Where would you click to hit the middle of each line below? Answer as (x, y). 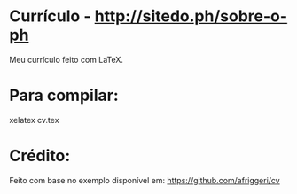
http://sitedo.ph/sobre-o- (191, 16)
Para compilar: (64, 96)
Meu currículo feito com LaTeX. (66, 59)
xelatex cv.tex (34, 120)
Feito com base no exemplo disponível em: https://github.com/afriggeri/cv (145, 180)
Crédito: (40, 156)
